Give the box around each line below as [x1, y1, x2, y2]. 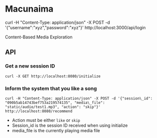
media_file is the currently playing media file [12, 127, 100, 133]
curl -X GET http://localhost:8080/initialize [5, 74, 101, 79]
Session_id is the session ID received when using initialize [12, 122, 128, 128]
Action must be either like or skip [12, 117, 80, 123]
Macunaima [5, 3, 54, 15]
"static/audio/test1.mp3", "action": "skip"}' [5, 104, 101, 109]
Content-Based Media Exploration [5, 34, 73, 40]
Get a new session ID [5, 63, 55, 69]
